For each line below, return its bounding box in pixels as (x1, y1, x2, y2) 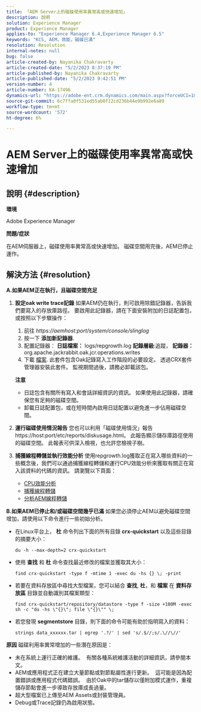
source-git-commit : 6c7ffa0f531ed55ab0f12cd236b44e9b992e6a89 (6, 98, 165, 104)
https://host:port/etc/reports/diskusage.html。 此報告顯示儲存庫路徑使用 (14, 432, 194, 439)
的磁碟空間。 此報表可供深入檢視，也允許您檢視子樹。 (14, 439, 148, 447)
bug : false (6, 53, 33, 59)
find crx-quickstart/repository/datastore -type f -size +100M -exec (14, 602, 193, 608)
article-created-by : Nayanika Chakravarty (6, 59, 114, 65)
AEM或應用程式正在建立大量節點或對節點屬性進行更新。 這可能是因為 (14, 669, 187, 676)
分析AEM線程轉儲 (23, 495, 68, 502)
